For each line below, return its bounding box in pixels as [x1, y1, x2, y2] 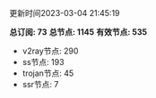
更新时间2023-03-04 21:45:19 [9, 8, 120, 18]
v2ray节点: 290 [22, 45, 79, 56]
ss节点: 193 [22, 57, 65, 67]
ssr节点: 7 [22, 79, 59, 89]
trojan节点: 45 [22, 68, 74, 78]
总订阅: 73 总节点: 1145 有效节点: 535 [9, 27, 148, 37]
